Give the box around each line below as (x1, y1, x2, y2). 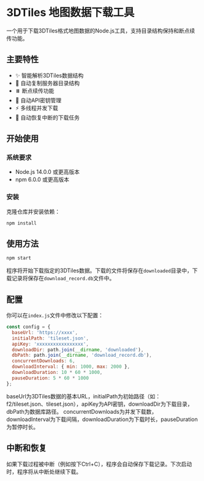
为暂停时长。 (6, 423, 39, 430)
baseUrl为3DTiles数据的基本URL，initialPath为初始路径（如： (6, 392, 161, 400)
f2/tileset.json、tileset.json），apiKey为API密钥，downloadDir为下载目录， (6, 400, 193, 408)
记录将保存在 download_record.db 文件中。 (11, 275, 115, 282)
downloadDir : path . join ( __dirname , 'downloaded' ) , (12, 346, 144, 352)
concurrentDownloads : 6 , (12, 358, 75, 364)
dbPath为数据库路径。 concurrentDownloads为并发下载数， (6, 408, 157, 415)
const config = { (6, 324, 51, 330)
